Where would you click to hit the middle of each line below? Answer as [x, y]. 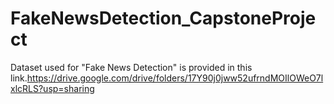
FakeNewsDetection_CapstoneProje [163, 18]
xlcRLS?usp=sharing [52, 88]
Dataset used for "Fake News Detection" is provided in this [131, 67]
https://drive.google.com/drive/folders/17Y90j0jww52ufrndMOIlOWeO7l [175, 78]
